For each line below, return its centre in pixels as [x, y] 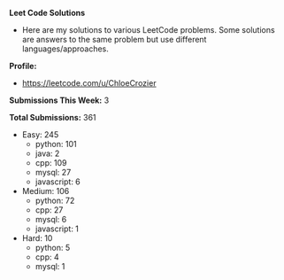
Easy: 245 [40, 135]
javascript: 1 [57, 229]
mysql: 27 [53, 172]
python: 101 [56, 144]
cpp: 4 [47, 257]
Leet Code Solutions [47, 13]
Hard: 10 [37, 238]
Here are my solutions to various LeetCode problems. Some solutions [149, 30]
